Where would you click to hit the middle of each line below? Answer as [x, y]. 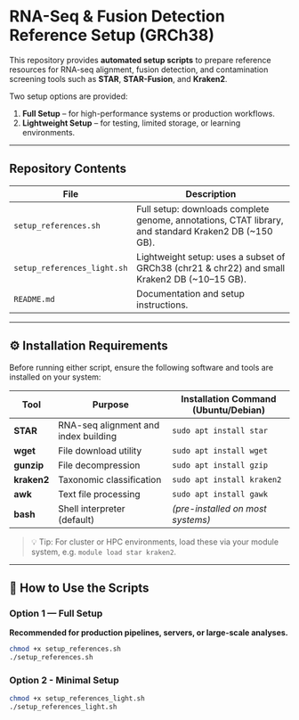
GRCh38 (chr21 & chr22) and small [211, 267]
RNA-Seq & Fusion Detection [117, 16]
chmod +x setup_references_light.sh [77, 699]
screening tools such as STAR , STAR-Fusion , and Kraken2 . [118, 78]
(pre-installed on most [219, 508]
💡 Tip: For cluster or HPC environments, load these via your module [154, 542]
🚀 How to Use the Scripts [79, 588]
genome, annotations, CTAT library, [210, 220]
